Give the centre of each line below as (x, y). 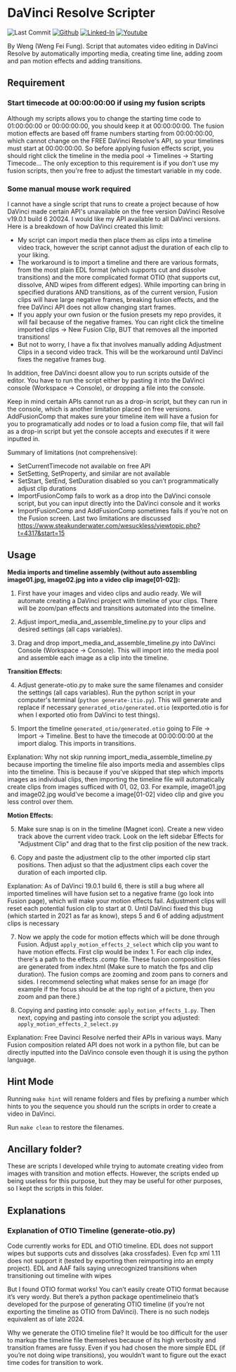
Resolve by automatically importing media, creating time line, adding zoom (115, 53)
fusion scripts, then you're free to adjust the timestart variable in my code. (114, 171)
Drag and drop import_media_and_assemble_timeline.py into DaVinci (116, 642)
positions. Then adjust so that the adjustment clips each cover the (113, 864)
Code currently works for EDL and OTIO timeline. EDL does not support (110, 1246)
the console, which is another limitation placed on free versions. (100, 409)
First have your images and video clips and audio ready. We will (109, 593)
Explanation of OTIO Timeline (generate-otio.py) (91, 1230)
